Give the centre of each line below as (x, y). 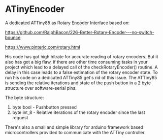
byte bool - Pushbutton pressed (45, 107)
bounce (13, 37)
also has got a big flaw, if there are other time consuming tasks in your (76, 62)
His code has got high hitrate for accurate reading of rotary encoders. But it (82, 56)
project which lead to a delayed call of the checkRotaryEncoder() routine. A (81, 67)
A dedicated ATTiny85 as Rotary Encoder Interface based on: (67, 23)
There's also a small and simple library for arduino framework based (74, 127)
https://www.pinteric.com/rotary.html (43, 47)
